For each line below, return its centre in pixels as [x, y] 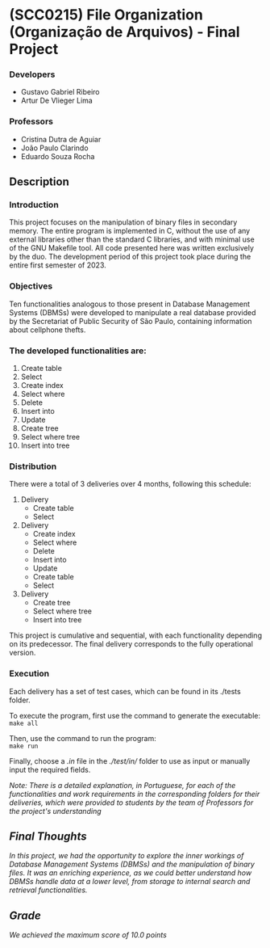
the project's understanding [55, 811]
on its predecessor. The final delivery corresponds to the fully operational [131, 644]
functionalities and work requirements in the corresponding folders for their [135, 794]
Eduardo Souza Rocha [58, 156]
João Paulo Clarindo [54, 148]
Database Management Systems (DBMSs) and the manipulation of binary [132, 864]
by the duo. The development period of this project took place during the [130, 257]
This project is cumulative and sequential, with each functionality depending [136, 635]
